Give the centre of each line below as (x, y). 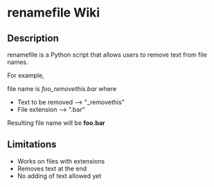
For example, (26, 75)
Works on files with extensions (61, 161)
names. (18, 62)
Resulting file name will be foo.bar (56, 123)
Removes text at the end (52, 168)
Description (33, 38)
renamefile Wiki (54, 13)
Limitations (32, 145)
